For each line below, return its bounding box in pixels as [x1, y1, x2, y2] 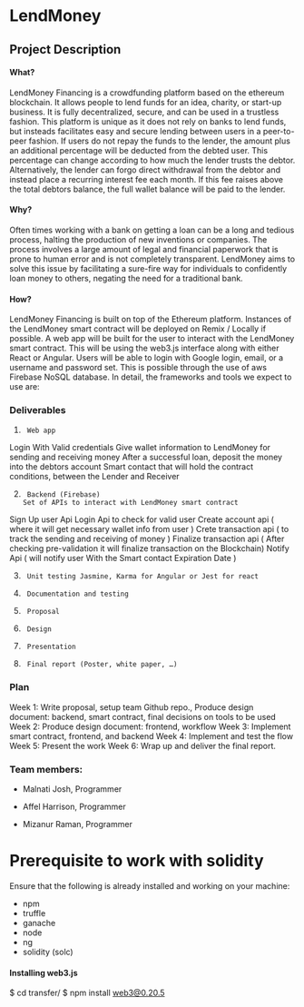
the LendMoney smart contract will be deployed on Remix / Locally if [9, 323, 266, 334]
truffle [22, 908, 46, 919]
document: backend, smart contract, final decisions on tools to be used [9, 711, 277, 722]
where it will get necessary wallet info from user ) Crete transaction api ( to [9, 524, 289, 535]
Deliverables [9, 404, 66, 417]
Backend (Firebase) [26, 490, 101, 499]
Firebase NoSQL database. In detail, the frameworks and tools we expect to [9, 371, 292, 382]
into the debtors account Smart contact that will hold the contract [9, 461, 254, 472]
